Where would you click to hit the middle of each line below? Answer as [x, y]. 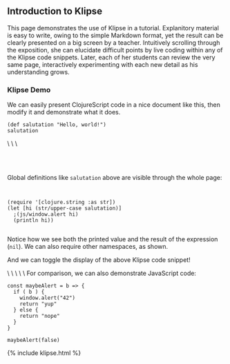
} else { [26, 310]
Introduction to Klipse [55, 11]
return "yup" [38, 304]
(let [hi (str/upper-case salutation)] [65, 209]
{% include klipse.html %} [44, 353]
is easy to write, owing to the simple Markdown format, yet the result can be [115, 35]
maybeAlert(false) [33, 341]
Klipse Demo [29, 90]
